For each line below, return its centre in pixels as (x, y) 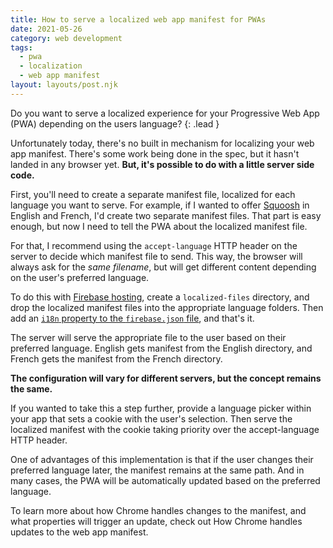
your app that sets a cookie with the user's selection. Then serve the (151, 418)
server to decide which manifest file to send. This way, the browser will (156, 256)
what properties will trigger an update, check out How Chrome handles (156, 521)
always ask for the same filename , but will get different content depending (163, 267)
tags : (21, 47)
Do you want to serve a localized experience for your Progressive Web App (165, 113)
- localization (51, 66)
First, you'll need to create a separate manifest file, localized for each (153, 194)
